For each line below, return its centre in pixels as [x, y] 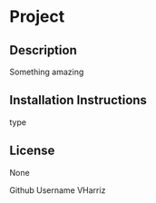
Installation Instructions [78, 100]
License [32, 151]
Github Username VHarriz [58, 190]
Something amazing [47, 72]
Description [43, 50]
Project [37, 17]
